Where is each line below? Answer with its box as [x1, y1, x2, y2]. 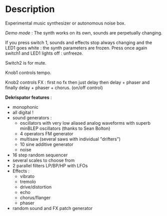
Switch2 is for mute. [5, 60, 46, 66]
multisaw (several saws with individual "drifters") [19, 136, 121, 142]
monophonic [12, 104, 39, 110]
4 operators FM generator [19, 130, 73, 136]
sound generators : [12, 114, 52, 121]
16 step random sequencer [12, 152, 68, 158]
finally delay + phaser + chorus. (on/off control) [5, 84, 103, 91]
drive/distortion [19, 184, 52, 190]
